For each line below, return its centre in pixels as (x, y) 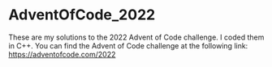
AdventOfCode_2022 (82, 15)
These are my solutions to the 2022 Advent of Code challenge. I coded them (136, 37)
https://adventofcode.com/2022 (62, 54)
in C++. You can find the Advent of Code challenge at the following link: (128, 45)
